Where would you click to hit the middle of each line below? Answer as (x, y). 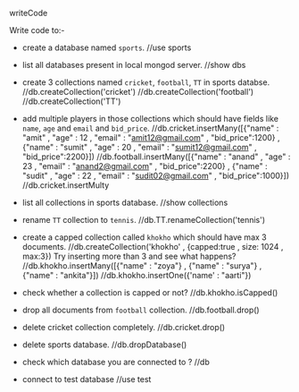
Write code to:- (37, 30)
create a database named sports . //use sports (107, 47)
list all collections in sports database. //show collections (125, 202)
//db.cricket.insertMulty (66, 185)
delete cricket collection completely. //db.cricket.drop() (124, 327)
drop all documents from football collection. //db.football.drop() (141, 310)
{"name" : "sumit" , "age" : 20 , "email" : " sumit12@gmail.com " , (139, 147)
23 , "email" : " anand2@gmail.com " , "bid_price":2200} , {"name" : (145, 166)
